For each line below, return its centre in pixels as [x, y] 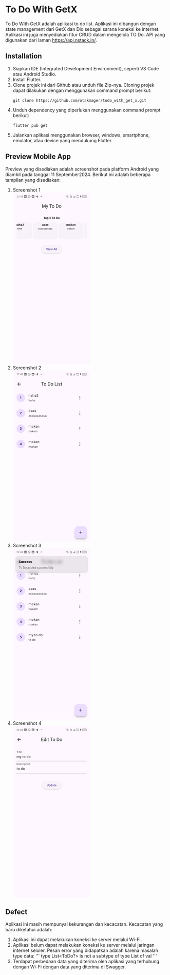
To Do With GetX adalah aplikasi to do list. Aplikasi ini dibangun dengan [81, 24]
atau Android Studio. [34, 74]
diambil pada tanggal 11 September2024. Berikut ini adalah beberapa [78, 174]
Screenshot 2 [27, 368]
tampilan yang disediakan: [33, 180]
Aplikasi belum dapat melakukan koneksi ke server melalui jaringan [84, 945]
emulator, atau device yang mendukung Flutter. [63, 140]
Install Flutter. [27, 79]
